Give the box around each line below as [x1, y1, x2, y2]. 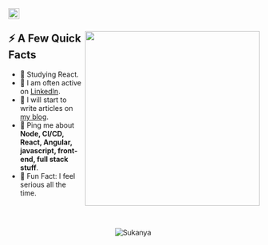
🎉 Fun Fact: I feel [19, 171, 76, 180]
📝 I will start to [19, 95, 67, 105]
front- [57, 145, 78, 155]
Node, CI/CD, [19, 128, 65, 138]
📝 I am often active [19, 77, 82, 87]
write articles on [19, 103, 73, 113]
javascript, [19, 145, 57, 155]
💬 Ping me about [19, 120, 75, 130]
